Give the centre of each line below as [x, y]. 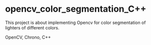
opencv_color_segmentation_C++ [76, 9]
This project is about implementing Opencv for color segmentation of [75, 22]
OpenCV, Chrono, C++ [28, 37]
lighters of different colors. [32, 27]
